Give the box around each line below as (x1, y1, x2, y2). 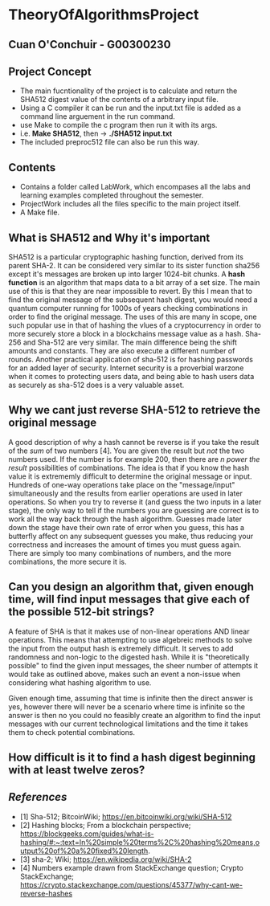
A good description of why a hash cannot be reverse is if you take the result (8, 437, 260, 447)
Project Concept (8, 64, 92, 78)
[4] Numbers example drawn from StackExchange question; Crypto (19, 863, 243, 872)
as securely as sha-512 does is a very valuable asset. (8, 380, 185, 390)
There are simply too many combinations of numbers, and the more (8, 548, 231, 557)
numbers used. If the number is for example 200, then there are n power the (8, 454, 260, 463)
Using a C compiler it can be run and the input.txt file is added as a (19, 103, 241, 113)
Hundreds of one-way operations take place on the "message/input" (8, 480, 235, 489)
